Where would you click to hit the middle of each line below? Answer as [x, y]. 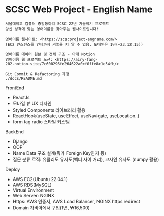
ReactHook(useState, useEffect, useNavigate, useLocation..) [76, 116]
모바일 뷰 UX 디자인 [32, 103]
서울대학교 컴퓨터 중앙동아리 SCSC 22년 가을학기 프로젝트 [57, 24]
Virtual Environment [33, 190]
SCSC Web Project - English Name [79, 9]
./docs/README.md [24, 78]
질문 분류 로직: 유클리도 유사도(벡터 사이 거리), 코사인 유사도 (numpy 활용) [86, 159]
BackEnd [14, 132]
